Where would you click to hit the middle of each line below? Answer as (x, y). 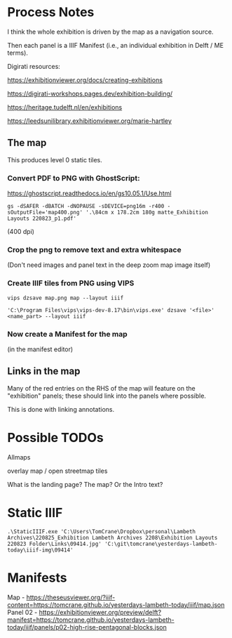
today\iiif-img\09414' (40, 550)
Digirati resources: (34, 66)
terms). (18, 53)
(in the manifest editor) (40, 349)
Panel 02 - (22, 612)
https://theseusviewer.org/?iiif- (71, 597)
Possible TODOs (55, 437)
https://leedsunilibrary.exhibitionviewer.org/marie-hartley (89, 121)
